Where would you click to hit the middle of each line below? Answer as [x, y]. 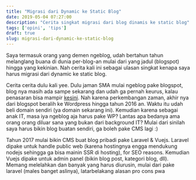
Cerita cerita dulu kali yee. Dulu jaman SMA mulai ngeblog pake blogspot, [94, 85]
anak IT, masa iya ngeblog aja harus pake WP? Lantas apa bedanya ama [93, 116]
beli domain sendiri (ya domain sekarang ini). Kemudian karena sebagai [92, 110]
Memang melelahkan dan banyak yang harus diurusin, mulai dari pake [90, 165]
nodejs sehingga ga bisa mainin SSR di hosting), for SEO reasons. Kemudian [98, 152]
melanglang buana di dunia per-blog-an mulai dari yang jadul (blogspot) [93, 61]
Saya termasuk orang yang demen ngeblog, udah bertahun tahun [85, 55]
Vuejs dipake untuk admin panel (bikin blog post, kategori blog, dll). [87, 159]
